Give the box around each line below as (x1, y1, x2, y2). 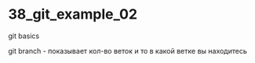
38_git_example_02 (8, 5, 138, 23)
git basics (8, 31, 40, 40)
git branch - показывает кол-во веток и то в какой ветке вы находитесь (8, 46, 247, 55)
